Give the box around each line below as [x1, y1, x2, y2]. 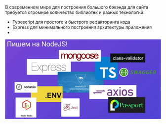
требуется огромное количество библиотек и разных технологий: [5, 9, 145, 15]
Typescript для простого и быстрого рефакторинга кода [12, 19, 130, 25]
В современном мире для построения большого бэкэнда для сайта [5, 4, 149, 10]
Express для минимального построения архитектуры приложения [12, 24, 152, 30]
